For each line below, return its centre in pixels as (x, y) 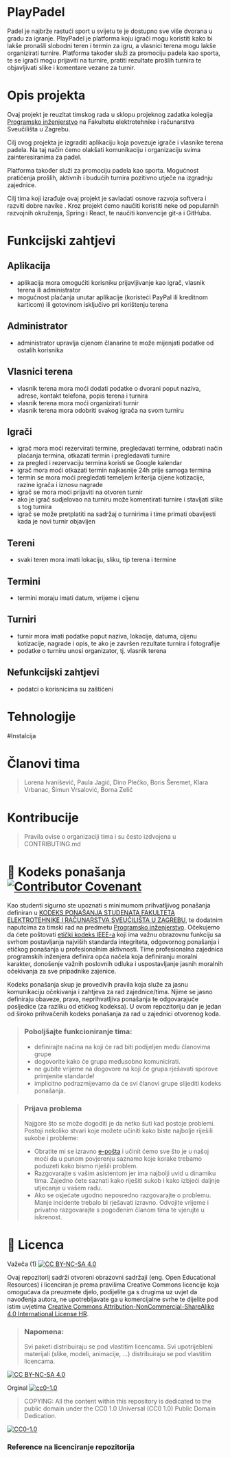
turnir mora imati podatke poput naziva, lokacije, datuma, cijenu (107, 636)
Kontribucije (43, 818)
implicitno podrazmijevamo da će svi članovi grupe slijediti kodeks (128, 1083)
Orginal (18, 1388)
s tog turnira (34, 507)
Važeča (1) (22, 1264)
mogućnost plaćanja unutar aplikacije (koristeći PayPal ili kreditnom (112, 297)
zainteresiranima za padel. (44, 157)
